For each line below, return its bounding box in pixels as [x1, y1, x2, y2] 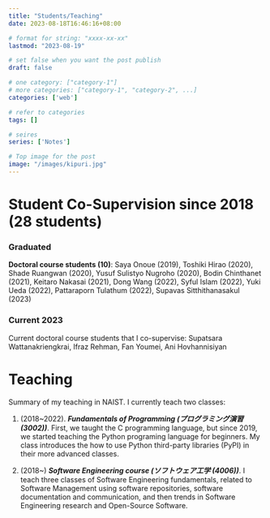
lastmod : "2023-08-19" [8, 41, 85, 50]
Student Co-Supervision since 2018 [8, 196, 254, 214]
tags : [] [8, 115, 38, 124]
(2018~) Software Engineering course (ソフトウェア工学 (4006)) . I [19, 465, 246, 475]
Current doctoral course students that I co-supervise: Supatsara [8, 333, 223, 343]
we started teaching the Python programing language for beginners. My [19, 431, 261, 441]
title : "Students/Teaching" [8, 11, 104, 20]
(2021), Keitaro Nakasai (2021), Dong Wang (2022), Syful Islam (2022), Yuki [8, 277, 261, 287]
